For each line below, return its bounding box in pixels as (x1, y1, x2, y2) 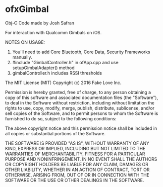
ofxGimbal (5, 3, 49, 15)
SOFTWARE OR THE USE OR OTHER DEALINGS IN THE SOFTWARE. (5, 177, 144, 183)
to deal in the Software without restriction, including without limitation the (5, 99, 155, 105)
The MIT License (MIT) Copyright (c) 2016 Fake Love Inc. (5, 80, 122, 86)
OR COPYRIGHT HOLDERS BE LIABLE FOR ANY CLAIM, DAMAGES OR (5, 161, 149, 167)
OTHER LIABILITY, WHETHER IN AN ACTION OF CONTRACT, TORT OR (5, 167, 150, 173)
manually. (12, 54, 32, 60)
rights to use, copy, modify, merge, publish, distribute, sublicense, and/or (5, 105, 155, 111)
